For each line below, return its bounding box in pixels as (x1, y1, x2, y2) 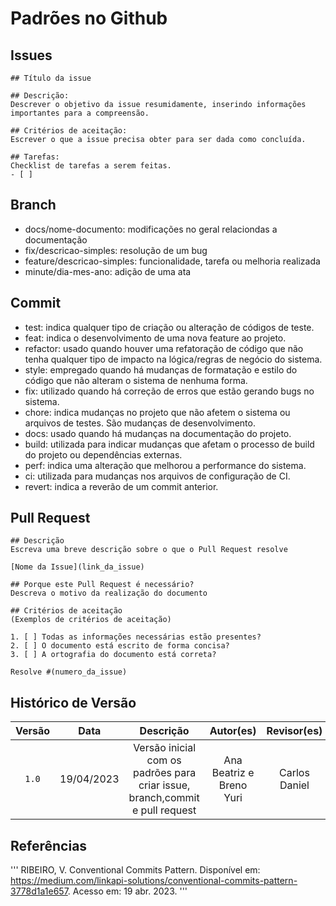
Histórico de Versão (10, 694, 137, 711)
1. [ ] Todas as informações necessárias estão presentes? (10, 632, 262, 642)
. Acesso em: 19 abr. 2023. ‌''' (67, 885, 188, 897)
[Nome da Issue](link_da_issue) (10, 562, 145, 572)
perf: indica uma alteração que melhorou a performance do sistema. (24, 459, 307, 471)
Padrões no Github (10, 7, 168, 30)
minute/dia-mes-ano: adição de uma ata (24, 265, 192, 277)
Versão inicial (133, 741, 197, 755)
